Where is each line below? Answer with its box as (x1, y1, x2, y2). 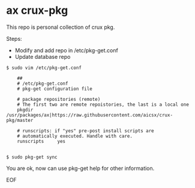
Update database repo (14, 53, 71, 60)
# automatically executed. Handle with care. (17, 133, 133, 139)
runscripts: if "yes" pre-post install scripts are (22, 127, 154, 134)
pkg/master (6, 117, 34, 123)
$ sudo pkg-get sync (6, 154, 58, 160)
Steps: (6, 35, 22, 42)
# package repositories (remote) (17, 96, 101, 102)
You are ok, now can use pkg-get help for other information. (6, 165, 155, 172)
